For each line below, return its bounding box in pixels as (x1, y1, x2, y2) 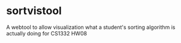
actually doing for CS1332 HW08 (6, 29, 88, 37)
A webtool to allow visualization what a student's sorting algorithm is (6, 24, 176, 31)
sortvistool (6, 4, 62, 18)
